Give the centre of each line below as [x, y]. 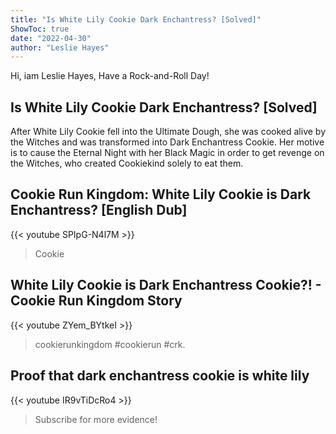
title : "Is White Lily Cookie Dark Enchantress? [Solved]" [136, 19]
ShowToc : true [40, 29]
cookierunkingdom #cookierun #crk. [110, 344]
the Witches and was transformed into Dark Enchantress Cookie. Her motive [167, 142]
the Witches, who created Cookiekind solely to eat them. [127, 163]
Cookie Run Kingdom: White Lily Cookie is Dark [161, 194]
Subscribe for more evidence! [96, 419]
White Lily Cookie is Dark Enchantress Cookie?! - [166, 285]
